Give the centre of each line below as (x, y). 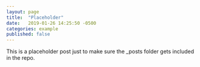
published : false (28, 34)
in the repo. (21, 58)
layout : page (23, 12)
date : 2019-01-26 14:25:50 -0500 (51, 23)
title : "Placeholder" (35, 18)
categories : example (33, 29)
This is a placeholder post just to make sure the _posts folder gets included (100, 51)
